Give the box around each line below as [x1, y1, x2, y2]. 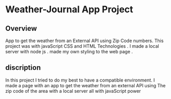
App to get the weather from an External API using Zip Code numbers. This [5, 37, 164, 44]
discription [5, 63, 41, 72]
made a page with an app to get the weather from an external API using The [5, 82, 166, 88]
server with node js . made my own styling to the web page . [5, 49, 133, 54]
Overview [5, 24, 37, 33]
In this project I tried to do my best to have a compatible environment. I [5, 77, 155, 83]
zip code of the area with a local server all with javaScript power [5, 88, 141, 94]
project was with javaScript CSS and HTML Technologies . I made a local [5, 43, 159, 49]
